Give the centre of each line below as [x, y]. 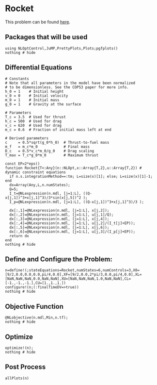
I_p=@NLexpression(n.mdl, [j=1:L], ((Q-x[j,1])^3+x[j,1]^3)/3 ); [77, 202]
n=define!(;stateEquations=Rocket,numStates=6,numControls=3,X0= [72, 270]
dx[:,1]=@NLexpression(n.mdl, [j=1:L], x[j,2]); [59, 210]
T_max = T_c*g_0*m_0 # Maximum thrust [52, 155]
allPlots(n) [17, 378]
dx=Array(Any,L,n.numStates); [40, 185]
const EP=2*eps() [23, 164]
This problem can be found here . [38, 22]
